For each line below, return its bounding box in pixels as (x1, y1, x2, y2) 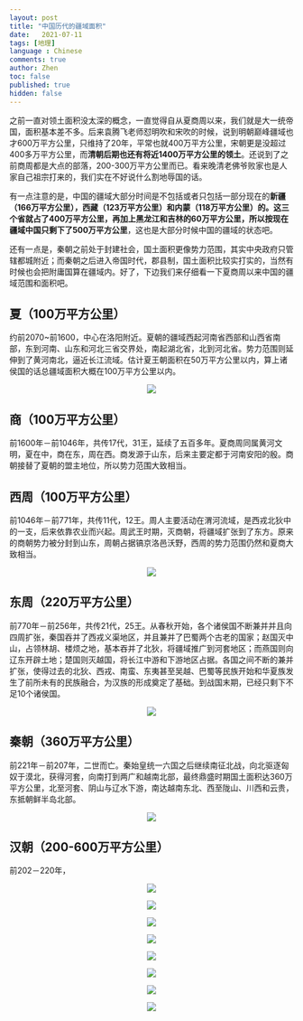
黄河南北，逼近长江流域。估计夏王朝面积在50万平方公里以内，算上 (32, 354, 280, 366)
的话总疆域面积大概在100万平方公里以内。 (24, 366, 181, 377)
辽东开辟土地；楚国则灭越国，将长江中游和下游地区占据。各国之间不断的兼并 (9, 654, 294, 665)
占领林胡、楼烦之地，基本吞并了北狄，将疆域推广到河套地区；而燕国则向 (24, 642, 294, 653)
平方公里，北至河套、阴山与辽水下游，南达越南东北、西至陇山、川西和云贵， (9, 782, 294, 793)
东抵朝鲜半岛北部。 (9, 793, 81, 804)
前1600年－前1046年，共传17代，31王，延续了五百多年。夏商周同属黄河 (9, 437, 275, 448)
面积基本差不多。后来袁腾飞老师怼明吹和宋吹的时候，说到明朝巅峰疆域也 (24, 126, 294, 136)
